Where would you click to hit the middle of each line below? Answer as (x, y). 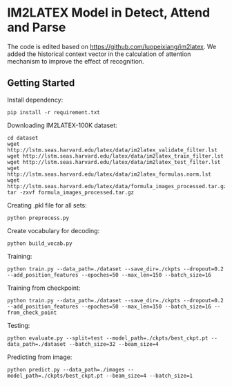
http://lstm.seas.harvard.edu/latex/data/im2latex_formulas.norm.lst (109, 174)
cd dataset (23, 138)
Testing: (19, 325)
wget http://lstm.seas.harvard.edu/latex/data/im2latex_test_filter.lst (114, 162)
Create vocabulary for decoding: (54, 230)
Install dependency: (35, 100)
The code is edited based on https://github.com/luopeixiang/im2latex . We (112, 46)
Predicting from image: (40, 357)
